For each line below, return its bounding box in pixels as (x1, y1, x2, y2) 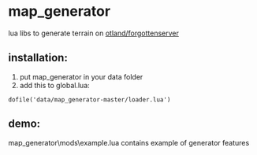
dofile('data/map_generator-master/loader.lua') (8, 95, 171, 104)
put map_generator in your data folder (19, 72, 143, 81)
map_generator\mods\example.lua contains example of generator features (8, 138, 250, 147)
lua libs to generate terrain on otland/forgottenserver (8, 28, 180, 38)
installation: (8, 51, 69, 65)
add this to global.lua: (19, 80, 91, 90)
